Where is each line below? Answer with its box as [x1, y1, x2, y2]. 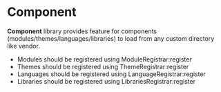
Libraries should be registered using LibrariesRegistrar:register [17, 77, 195, 85]
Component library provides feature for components [7, 27, 157, 35]
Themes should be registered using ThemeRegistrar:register [17, 62, 189, 71]
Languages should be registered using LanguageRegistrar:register [17, 70, 206, 78]
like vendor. [7, 42, 40, 50]
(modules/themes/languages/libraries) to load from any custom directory [7, 34, 215, 42]
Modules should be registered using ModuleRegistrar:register [17, 55, 192, 63]
